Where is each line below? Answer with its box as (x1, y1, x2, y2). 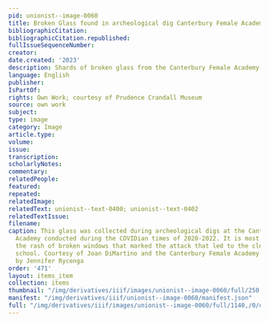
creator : (8, 49, 38, 57)
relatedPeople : (8, 175, 59, 184)
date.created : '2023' (8, 57, 81, 65)
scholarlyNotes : (8, 161, 62, 169)
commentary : (8, 168, 48, 176)
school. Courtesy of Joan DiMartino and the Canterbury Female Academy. (15, 249, 263, 257)
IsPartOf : (8, 85, 42, 94)
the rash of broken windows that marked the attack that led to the (15, 242, 249, 250)
